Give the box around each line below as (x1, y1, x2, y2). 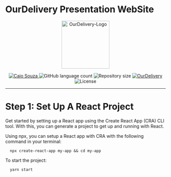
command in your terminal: (5, 138, 62, 144)
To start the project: (5, 157, 47, 163)
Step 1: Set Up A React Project (5, 101, 134, 113)
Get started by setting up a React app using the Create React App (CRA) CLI (5, 117, 164, 123)
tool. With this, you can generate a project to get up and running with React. (5, 123, 164, 129)
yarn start (10, 167, 33, 172)
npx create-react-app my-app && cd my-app (10, 148, 101, 154)
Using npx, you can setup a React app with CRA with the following (5, 133, 144, 139)
